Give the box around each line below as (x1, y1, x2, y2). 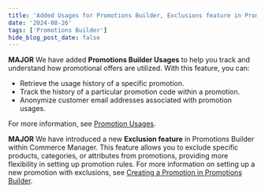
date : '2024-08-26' (8, 19, 73, 27)
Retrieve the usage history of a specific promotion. (19, 79, 185, 88)
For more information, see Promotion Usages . (8, 119, 156, 128)
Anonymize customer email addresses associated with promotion (19, 95, 233, 105)
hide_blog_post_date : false (8, 33, 101, 42)
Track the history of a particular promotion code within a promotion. (19, 87, 241, 97)
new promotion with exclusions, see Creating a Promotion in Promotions (8, 168, 243, 177)
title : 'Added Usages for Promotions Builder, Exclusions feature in (8, 11, 242, 20)
